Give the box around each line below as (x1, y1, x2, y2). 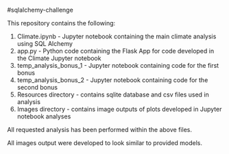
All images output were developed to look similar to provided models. (7, 139, 203, 146)
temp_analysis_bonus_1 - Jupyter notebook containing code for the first (16, 62, 219, 69)
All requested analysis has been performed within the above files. (7, 126, 192, 133)
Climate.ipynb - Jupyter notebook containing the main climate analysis (16, 32, 217, 40)
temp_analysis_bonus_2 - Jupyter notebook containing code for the (16, 76, 208, 84)
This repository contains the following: (7, 19, 116, 27)
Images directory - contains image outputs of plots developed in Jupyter (16, 105, 222, 113)
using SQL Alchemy (16, 40, 73, 47)
